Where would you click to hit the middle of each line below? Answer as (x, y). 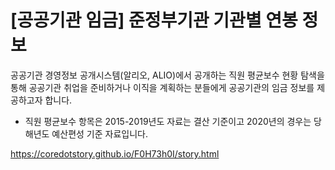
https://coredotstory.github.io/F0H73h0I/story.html (115, 153)
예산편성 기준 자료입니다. (99, 133)
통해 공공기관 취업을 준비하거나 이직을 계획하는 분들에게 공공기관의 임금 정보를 (162, 87)
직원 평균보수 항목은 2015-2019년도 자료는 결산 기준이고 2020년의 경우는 (168, 121)
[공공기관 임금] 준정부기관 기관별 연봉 (154, 20)
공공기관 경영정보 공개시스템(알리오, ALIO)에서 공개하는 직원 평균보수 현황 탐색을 (167, 75)
